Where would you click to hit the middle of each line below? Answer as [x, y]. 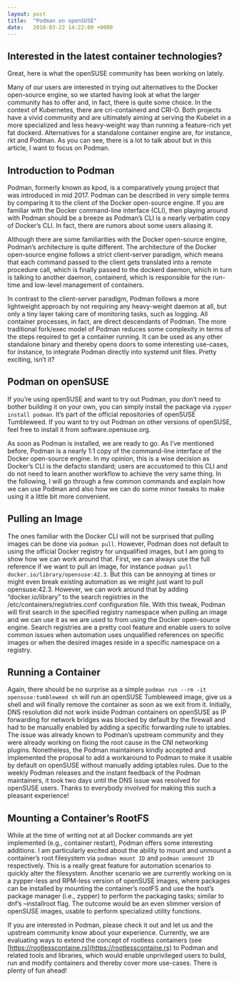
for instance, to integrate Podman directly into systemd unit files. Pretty [112, 352]
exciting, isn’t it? [31, 359]
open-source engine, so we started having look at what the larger [103, 95]
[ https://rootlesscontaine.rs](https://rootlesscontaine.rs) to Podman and [113, 948]
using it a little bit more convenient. [59, 496]
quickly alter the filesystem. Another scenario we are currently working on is [119, 873]
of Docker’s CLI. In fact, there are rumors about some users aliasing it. [110, 225]
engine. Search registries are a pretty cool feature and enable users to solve [119, 627]
